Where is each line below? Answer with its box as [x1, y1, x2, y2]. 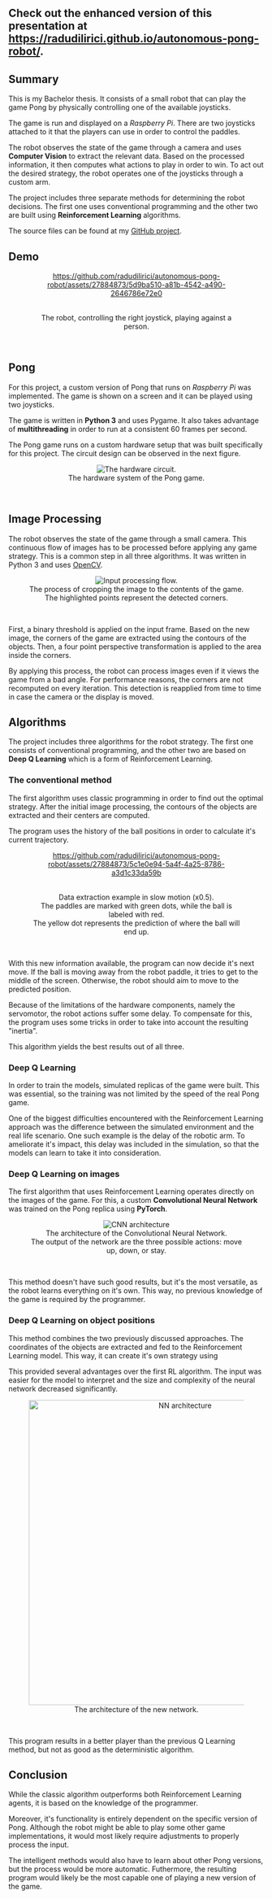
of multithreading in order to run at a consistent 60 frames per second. [8, 424, 248, 433]
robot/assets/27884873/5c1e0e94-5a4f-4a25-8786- [47, 859, 226, 869]
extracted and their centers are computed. [8, 810, 150, 820]
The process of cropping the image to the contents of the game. [28, 584, 244, 594]
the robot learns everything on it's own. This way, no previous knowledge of [8, 1286, 263, 1296]
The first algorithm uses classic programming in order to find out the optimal [8, 793, 264, 803]
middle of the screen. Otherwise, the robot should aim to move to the [8, 975, 240, 985]
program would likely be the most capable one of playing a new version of [8, 1873, 257, 1883]
